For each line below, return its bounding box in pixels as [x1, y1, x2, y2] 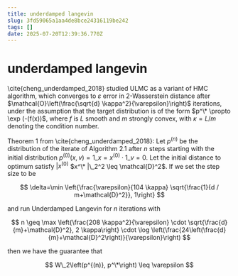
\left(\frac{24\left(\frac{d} [151, 226, 227, 234]
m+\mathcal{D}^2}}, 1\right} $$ [73, 191, 166, 199]
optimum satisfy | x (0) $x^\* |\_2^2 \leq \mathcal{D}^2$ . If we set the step [7, 160, 220, 170]
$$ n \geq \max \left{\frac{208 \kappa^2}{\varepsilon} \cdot [11, 218, 187, 227]
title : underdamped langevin [7, 10, 94, 18]
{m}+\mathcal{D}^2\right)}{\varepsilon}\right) [48, 233, 181, 242]
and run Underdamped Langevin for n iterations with [7, 204, 161, 213]
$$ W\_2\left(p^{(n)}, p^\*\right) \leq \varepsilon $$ [45, 260, 194, 270]
